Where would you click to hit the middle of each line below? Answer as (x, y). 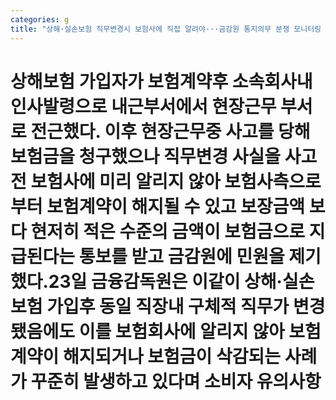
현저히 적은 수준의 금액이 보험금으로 (168, 231)
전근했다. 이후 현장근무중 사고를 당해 (170, 131)
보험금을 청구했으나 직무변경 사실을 (146, 156)
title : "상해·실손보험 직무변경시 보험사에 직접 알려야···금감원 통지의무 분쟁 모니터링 (166, 29)
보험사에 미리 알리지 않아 (125, 181)
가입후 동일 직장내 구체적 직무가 (168, 306)
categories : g (40, 19)
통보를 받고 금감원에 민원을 (181, 256)
